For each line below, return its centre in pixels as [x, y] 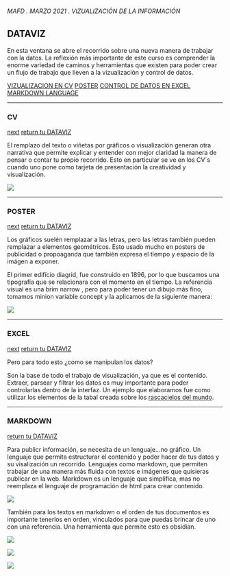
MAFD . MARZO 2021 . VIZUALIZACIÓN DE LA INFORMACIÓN [94, 11]
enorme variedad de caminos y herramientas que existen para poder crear [112, 65]
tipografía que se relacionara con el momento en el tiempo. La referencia [110, 282]
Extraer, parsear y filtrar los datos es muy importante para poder [98, 383]
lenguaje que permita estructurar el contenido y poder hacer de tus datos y [113, 457]
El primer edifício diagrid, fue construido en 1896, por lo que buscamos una [114, 275]
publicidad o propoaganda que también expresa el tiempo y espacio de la [111, 254]
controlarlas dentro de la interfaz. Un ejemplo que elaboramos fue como [109, 389]
